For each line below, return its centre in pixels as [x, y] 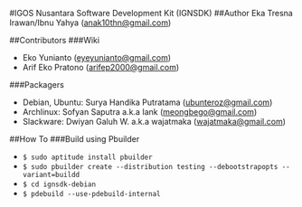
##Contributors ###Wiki [55, 40]
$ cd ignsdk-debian [59, 184]
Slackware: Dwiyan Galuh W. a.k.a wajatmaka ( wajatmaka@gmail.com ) [154, 122]
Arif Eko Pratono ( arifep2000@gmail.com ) [101, 67]
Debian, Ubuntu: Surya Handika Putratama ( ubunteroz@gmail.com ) [147, 102]
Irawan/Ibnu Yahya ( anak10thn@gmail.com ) [90, 23]
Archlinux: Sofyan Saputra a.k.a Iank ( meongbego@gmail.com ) [140, 112]
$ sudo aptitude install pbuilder [87, 157]
